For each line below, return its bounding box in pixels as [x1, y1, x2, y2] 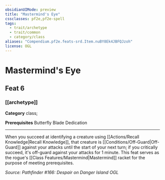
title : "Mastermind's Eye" [5, 12, 60, 17]
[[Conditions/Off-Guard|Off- [102, 139, 160, 145]
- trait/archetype [9, 26, 48, 30]
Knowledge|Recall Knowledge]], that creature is [5, 139, 102, 145]
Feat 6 [5, 84, 25, 93]
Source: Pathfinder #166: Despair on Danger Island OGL [5, 169, 119, 175]
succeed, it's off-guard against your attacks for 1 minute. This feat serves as [5, 149, 160, 155]
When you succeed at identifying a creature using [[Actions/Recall [5, 133, 139, 140]
